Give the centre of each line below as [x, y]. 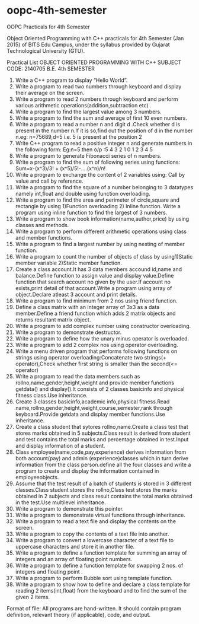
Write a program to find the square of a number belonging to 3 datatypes [104, 187]
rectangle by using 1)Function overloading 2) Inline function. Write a [98, 206]
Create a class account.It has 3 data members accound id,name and [99, 269]
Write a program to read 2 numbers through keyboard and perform [97, 99]
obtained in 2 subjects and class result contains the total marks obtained [104, 496]
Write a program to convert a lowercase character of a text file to [94, 540]
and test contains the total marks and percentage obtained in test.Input [102, 439]
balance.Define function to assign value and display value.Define [94, 275]
